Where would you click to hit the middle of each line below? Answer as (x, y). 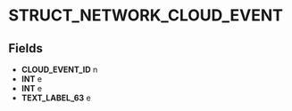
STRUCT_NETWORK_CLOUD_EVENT (146, 16)
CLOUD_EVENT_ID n (59, 69)
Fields (26, 48)
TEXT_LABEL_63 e (56, 98)
